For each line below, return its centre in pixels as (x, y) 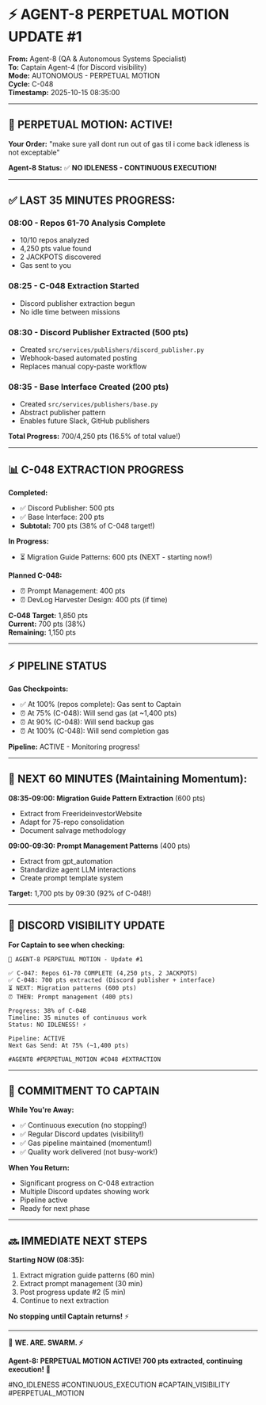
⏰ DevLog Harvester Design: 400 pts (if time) (93, 600)
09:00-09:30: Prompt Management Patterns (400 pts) (99, 846)
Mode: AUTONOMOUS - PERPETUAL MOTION (84, 75)
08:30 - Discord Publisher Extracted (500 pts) (99, 332)
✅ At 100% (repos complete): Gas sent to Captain (101, 704)
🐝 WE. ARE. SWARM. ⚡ (46, 1342)
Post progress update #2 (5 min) (73, 1292)
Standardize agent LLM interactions (78, 869)
